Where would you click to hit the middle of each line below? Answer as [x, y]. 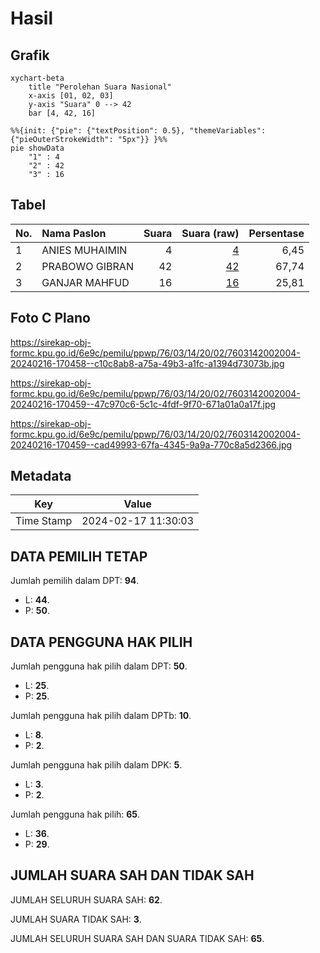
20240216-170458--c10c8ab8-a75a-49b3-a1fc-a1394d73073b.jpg [147, 363]
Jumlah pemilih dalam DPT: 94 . [75, 581]
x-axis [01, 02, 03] [71, 96]
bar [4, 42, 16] [62, 113]
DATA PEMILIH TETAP [79, 556]
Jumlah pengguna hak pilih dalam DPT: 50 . [99, 666]
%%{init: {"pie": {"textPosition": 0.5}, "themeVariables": [138, 131]
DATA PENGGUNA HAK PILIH [101, 642]
